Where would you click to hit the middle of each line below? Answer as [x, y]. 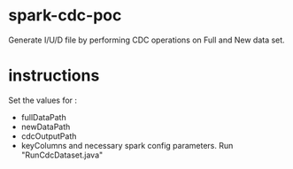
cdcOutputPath [49, 136]
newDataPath [46, 127]
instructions [54, 76]
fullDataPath [44, 117]
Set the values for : [42, 100]
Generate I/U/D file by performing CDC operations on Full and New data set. [146, 40]
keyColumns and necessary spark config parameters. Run [127, 145]
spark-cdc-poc [65, 15]
